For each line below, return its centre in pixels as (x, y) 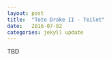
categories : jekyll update (45, 32)
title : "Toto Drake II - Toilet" (56, 20)
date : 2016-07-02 (35, 26)
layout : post (26, 13)
